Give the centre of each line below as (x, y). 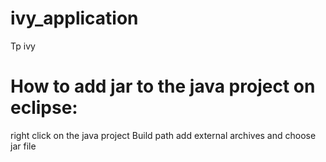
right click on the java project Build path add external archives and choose (163, 135)
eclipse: (44, 108)
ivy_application (74, 18)
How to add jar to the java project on (163, 86)
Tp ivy (23, 46)
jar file (23, 146)
